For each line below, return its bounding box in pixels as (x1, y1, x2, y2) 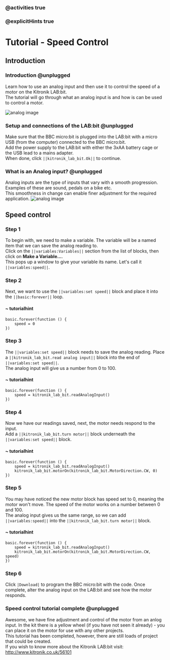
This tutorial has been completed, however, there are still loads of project (5, 633, 158, 639)
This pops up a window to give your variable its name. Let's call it (5, 259, 142, 265)
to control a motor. (5, 100, 44, 106)
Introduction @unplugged (5, 72, 71, 79)
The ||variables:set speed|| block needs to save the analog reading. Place (5, 349, 165, 355)
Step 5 (5, 484, 22, 491)
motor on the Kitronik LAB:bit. (5, 88, 67, 95)
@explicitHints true (5, 17, 54, 24)
